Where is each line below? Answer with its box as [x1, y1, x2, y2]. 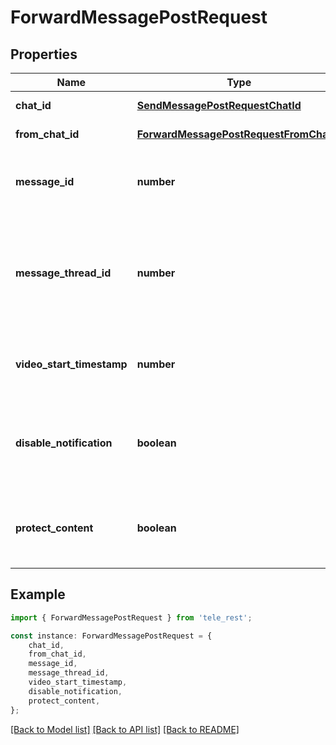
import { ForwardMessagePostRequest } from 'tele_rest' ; [10, 612, 253, 623]
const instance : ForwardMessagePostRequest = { [10, 631, 213, 641]
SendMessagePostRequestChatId [136, 99, 302, 112]
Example [10, 586, 66, 603]
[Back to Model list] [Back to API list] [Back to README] [10, 723, 240, 735]
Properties [10, 46, 78, 63]
